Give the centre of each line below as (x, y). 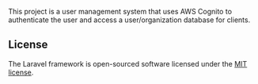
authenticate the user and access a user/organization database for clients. (129, 20)
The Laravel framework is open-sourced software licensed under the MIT (128, 63)
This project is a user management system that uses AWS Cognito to (120, 11)
